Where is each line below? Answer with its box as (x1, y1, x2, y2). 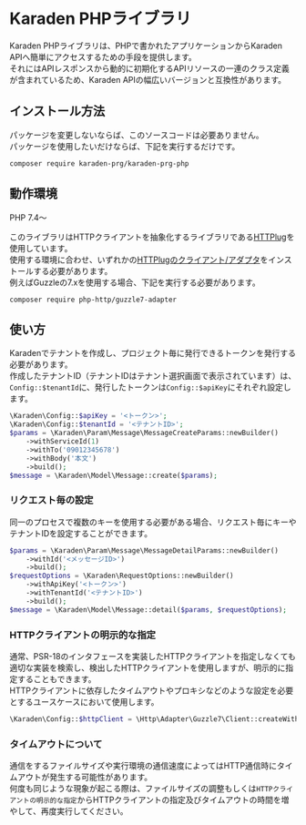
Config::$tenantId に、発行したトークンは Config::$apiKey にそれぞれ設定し (9, 382, 291, 392)
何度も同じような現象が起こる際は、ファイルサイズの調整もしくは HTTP (9, 783, 273, 794)
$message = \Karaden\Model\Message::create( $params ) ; (9, 471, 219, 480)
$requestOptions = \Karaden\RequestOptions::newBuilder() (9, 571, 234, 581)
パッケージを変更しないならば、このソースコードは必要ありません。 (9, 129, 264, 140)
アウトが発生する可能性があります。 (16, 771, 153, 783)
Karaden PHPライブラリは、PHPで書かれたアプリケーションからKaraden (9, 40, 283, 51)
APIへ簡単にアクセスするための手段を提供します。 (9, 51, 198, 62)
